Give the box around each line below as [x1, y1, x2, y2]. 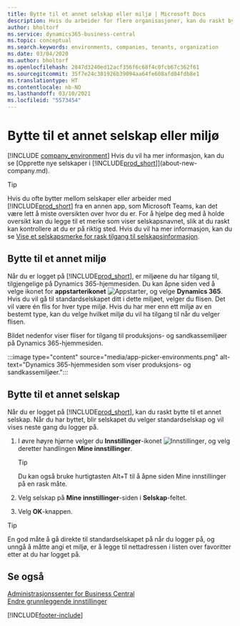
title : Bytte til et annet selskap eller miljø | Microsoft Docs [7, 10, 206, 18]
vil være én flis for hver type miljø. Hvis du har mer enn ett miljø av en [7, 302, 212, 311]
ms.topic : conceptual [7, 37, 72, 44]
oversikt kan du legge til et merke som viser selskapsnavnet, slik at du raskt [7, 217, 230, 225]
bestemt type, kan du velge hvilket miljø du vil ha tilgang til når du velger [7, 309, 220, 318]
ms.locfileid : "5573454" [7, 97, 81, 104]
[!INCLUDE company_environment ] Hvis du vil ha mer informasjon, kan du [7, 151, 225, 159]
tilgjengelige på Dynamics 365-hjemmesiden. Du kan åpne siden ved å [7, 279, 216, 288]
